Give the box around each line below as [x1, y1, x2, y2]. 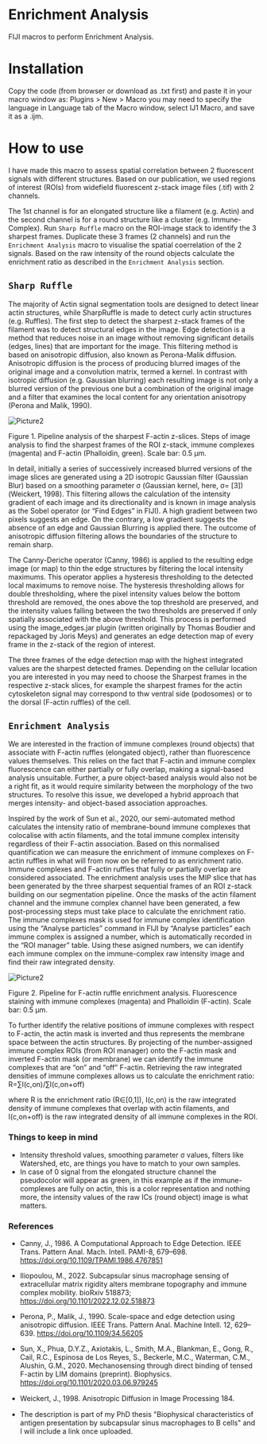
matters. [19, 1201, 48, 1210]
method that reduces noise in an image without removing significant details [8, 332, 254, 343]
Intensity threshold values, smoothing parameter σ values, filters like [19, 1150, 244, 1159]
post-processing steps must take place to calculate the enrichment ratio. [8, 906, 246, 916]
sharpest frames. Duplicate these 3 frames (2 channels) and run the [8, 231, 230, 241]
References [8, 1221, 54, 1232]
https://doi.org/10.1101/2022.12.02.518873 [19, 1296, 155, 1306]
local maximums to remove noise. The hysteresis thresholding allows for [8, 580, 245, 590]
